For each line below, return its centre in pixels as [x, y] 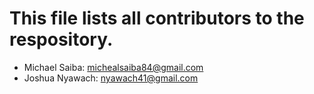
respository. [61, 39]
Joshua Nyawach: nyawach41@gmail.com [111, 78]
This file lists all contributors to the [157, 18]
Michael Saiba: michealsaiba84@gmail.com [113, 67]
